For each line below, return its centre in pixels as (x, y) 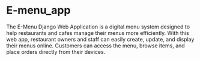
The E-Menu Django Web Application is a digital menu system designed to (98, 27)
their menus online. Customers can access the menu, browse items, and (95, 46)
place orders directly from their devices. (56, 52)
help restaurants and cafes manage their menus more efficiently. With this (98, 33)
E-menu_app (38, 10)
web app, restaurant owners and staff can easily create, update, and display (100, 39)
